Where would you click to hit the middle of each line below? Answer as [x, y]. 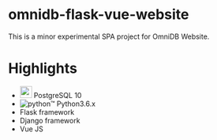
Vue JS [31, 129]
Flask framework [47, 112]
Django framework [50, 120]
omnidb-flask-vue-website [99, 15]
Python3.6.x [76, 104]
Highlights [43, 68]
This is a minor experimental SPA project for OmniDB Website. [109, 36]
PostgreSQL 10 [58, 95]
